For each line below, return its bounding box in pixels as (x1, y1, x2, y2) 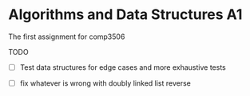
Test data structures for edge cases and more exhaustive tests (19, 62, 226, 72)
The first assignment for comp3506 (8, 32, 125, 41)
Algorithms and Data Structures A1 (8, 6, 243, 24)
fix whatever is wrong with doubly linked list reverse (19, 79, 192, 88)
